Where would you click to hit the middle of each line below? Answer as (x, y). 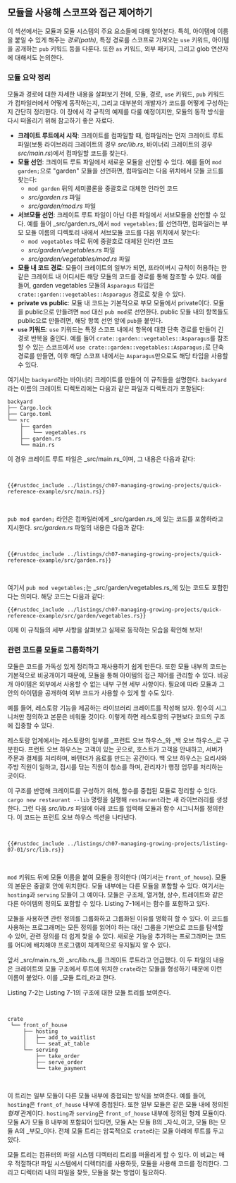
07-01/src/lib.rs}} (36, 850)
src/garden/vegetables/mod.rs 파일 (79, 259)
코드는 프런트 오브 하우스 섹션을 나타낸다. (80, 817)
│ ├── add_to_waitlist (60, 1038)
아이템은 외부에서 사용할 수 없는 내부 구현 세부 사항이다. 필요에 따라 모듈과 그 (120, 684)
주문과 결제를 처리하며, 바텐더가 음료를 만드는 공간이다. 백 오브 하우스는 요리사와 (117, 758)
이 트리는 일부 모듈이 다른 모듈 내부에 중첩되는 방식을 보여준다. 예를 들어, (107, 1096)
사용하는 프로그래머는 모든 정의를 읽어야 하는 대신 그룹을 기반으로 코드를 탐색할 (116, 927)
